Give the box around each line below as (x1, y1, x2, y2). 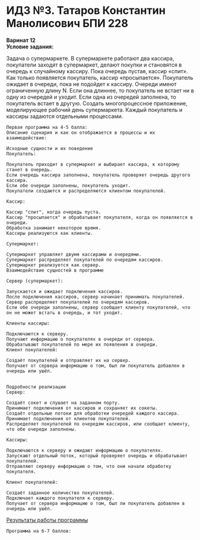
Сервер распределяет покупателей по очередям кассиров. (6, 299, 150, 305)
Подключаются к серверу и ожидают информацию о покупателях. (6, 447, 164, 453)
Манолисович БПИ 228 (6, 16, 129, 30)
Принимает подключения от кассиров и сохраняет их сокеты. (6, 405, 158, 411)
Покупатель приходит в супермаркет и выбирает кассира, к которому (6, 161, 180, 167)
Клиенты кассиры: (6, 320, 50, 326)
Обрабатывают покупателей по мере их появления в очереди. (6, 341, 158, 347)
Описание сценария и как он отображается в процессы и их (6, 130, 155, 136)
